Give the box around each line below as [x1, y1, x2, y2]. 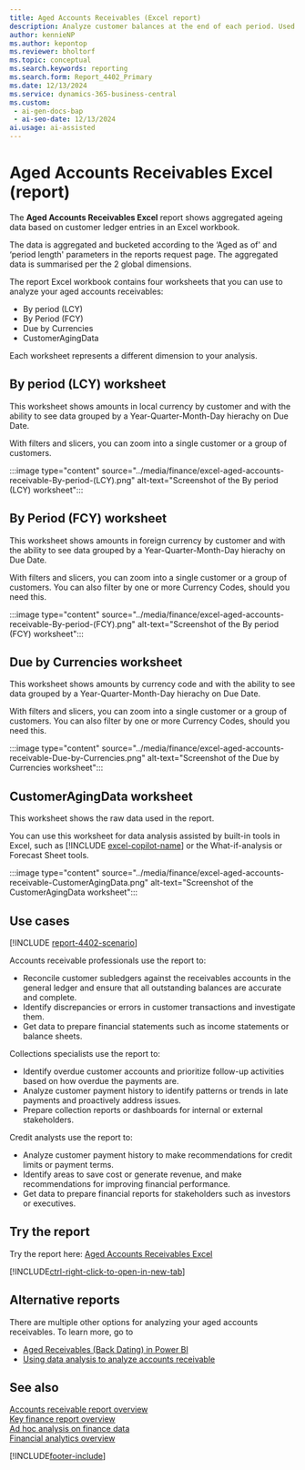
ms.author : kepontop [9, 38, 88, 48]
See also [9, 1380, 59, 1395]
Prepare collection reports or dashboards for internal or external [22, 1105, 264, 1115]
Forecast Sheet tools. [9, 850, 89, 861]
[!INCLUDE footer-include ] [9, 1451, 107, 1462]
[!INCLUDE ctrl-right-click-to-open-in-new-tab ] [9, 1266, 186, 1277]
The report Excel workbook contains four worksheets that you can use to [9, 276, 284, 287]
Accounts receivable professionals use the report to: [9, 955, 207, 966]
